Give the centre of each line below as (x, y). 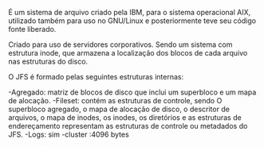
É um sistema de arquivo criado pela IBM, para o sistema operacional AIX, (130, 12)
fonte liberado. (32, 29)
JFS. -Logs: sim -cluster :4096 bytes (69, 134)
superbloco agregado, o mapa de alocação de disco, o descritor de (119, 109)
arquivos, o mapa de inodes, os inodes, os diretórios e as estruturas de (125, 118)
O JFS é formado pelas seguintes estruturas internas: (96, 77)
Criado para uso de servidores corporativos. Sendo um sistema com (120, 44)
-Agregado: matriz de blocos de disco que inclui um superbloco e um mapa (132, 92)
